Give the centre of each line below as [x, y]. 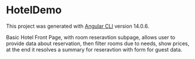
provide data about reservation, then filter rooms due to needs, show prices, [98, 43]
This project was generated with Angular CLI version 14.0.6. [78, 26]
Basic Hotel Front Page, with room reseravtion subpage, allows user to [91, 37]
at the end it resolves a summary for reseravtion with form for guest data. [94, 49]
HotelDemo [34, 10]
